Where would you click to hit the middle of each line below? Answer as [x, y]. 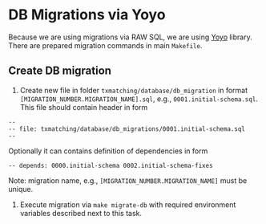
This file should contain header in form [84, 107]
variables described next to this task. [81, 213]
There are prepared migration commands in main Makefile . [105, 45]
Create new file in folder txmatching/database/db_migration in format [134, 90]
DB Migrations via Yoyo [87, 15]
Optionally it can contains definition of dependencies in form [108, 151]
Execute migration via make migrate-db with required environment [128, 204]
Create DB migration [60, 71]
